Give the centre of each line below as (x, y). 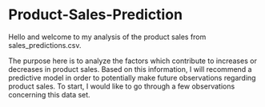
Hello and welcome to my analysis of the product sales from (107, 37)
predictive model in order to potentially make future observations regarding (132, 77)
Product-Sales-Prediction (95, 15)
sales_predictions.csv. (45, 45)
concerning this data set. (49, 94)
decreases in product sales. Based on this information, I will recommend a (130, 69)
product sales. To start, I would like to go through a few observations (122, 86)
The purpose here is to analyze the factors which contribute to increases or (133, 61)
